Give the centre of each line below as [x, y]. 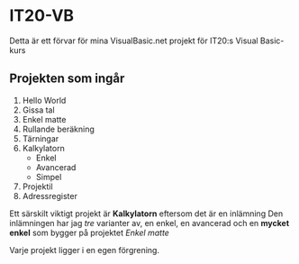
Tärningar [41, 138]
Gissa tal [39, 110]
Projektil [37, 187]
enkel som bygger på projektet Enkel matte [89, 232]
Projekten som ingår [67, 79]
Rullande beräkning [58, 129]
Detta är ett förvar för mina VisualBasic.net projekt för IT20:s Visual [134, 41]
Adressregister [50, 196]
